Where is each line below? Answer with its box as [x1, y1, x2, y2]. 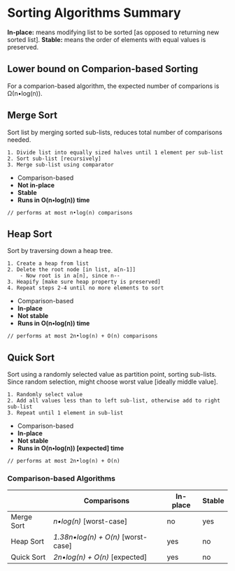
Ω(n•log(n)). [7, 89, 43, 97]
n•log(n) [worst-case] [53, 516, 128, 526]
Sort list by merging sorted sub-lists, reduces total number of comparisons [7, 128, 222, 136]
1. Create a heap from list [7, 260, 90, 267]
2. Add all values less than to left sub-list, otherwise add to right [7, 397, 220, 405]
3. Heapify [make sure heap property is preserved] [7, 278, 161, 286]
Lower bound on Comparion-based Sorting [7, 63, 199, 75]
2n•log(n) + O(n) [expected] [53, 552, 148, 562]
